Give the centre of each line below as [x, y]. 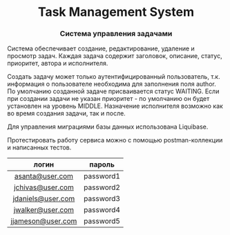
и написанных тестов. [39, 148]
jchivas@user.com [44, 187]
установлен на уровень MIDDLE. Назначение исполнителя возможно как [115, 106]
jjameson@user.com [44, 221]
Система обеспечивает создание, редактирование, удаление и [101, 48]
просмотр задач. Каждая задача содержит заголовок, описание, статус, [115, 56]
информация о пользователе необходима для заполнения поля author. [112, 84]
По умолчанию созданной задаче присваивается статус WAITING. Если [113, 91]
